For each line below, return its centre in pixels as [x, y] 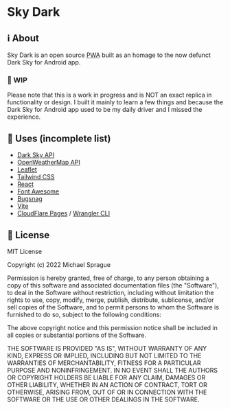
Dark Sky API [36, 155]
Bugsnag [30, 199]
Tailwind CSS [36, 177]
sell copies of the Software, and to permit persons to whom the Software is [113, 307]
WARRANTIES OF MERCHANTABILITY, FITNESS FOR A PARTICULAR [104, 363]
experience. [24, 117]
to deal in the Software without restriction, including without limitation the [111, 292]
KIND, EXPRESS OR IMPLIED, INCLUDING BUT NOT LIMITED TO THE [104, 355]
